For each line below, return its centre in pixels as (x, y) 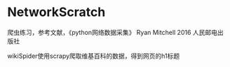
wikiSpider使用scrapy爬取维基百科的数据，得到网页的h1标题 (94, 56)
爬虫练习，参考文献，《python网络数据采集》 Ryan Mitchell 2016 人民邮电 (113, 32)
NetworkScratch (56, 12)
